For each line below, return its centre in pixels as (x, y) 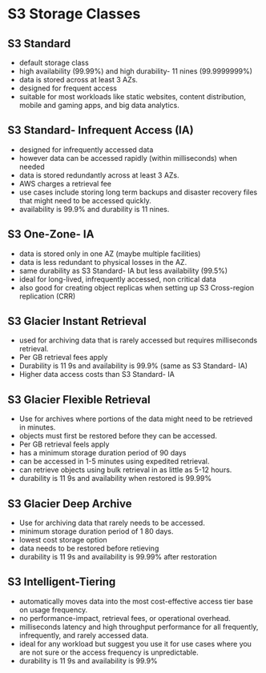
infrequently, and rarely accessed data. (84, 635)
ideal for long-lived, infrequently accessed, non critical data (118, 279)
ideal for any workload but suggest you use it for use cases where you (135, 643)
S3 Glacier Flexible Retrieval (79, 400)
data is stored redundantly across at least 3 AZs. (99, 175)
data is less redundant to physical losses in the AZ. (103, 262)
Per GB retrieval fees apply (63, 358)
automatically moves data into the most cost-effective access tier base (136, 601)
